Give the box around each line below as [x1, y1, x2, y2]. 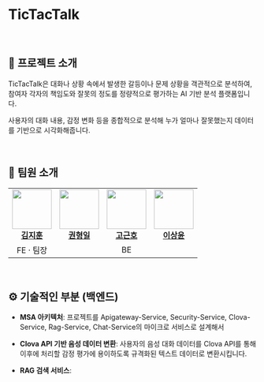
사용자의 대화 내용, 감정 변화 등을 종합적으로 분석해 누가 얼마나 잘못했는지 [8, 115, 233, 125]
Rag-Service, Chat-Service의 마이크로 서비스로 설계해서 [48, 322, 225, 332]
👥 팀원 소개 [8, 166, 59, 179]
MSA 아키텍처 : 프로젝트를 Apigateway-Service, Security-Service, [19, 313, 227, 322]
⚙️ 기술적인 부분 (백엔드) [8, 290, 119, 303]
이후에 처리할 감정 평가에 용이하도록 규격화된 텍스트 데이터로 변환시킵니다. [19, 349, 247, 358]
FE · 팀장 [17, 245, 47, 256]
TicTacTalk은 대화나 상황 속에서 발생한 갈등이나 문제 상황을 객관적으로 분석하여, [8, 79, 252, 88]
